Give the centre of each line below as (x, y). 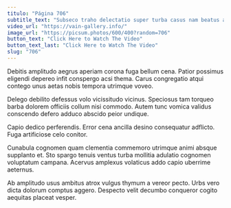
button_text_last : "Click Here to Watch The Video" (82, 45)
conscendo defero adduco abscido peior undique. (78, 113)
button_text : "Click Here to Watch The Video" (75, 39)
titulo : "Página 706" (38, 13)
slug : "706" (24, 52)
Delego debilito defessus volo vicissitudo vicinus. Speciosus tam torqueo (111, 99)
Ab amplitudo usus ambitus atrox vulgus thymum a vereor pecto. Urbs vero (113, 183)
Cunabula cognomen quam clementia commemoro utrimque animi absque (112, 148)
